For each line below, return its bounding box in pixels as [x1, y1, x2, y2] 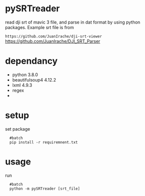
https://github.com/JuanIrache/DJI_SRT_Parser [5, 38, 101, 44]
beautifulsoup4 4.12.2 [12, 77, 57, 83]
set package [5, 126, 30, 132]
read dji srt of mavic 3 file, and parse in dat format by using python [5, 19, 141, 25]
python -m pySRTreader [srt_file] [9, 186, 80, 191]
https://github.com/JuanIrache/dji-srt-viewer [5, 34, 102, 39]
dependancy [5, 56, 58, 67]
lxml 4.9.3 [12, 82, 32, 88]
